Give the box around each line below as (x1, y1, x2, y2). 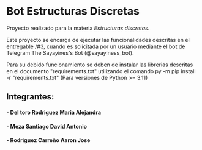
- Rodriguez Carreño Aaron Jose (6, 137, 91, 144)
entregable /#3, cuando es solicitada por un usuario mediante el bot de (6, 43, 185, 50)
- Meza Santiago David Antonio (6, 123, 88, 130)
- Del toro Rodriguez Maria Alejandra (6, 109, 102, 116)
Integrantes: (6, 91, 54, 102)
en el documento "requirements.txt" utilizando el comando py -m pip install (6, 67, 196, 74)
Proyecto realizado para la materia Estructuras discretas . (6, 24, 150, 32)
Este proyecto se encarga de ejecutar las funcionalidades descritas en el (6, 36, 190, 43)
